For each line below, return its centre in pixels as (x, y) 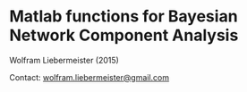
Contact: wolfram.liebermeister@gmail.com (89, 77)
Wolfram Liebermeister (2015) (64, 60)
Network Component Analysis (124, 35)
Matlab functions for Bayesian (124, 17)
